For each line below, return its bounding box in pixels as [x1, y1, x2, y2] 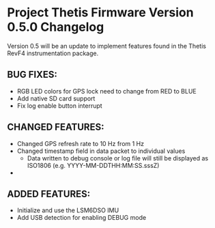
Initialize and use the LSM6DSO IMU [16, 206, 119, 214]
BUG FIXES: [7, 69, 58, 81]
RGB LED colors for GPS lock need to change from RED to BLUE [16, 87, 197, 95]
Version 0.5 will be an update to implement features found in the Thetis [7, 42, 207, 50]
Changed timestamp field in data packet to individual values [16, 147, 186, 155]
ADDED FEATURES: [7, 188, 91, 199]
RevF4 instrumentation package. [7, 49, 99, 57]
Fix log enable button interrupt [16, 101, 102, 110]
